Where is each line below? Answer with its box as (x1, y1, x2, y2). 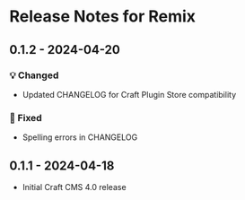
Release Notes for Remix (9, 6, 196, 27)
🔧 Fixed (9, 111, 42, 124)
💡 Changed (9, 69, 59, 82)
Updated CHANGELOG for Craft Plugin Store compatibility (22, 89, 237, 100)
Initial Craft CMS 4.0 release (22, 181, 127, 192)
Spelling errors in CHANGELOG (22, 132, 138, 143)
